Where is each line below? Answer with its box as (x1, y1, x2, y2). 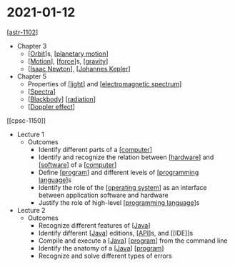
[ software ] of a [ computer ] (38, 160, 117, 168)
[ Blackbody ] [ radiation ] (27, 94, 96, 104)
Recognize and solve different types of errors (38, 251, 172, 260)
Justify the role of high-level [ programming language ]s (38, 198, 200, 207)
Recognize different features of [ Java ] (38, 221, 151, 229)
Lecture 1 (16, 130, 44, 138)
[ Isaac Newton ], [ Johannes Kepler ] (27, 64, 131, 73)
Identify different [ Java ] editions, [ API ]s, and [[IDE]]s (38, 228, 194, 237)
